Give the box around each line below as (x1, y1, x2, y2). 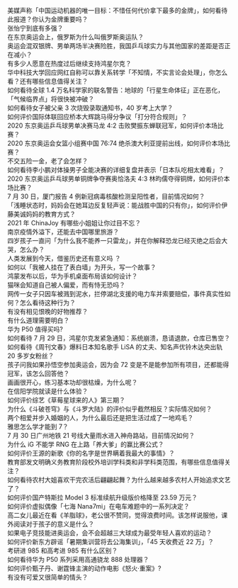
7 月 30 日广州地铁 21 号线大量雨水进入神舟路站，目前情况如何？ (7, 431, 195, 439)
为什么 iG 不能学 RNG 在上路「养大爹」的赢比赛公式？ (7, 440, 164, 448)
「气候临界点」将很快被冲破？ (7, 95, 94, 103)
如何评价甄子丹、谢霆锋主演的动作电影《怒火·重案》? (7, 564, 161, 572)
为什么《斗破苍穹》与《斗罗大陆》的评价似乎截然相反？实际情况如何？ (7, 405, 212, 413)
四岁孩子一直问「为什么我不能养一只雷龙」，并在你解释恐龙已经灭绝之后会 (7, 237, 222, 244)
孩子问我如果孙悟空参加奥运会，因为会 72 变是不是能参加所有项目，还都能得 (7, 361, 229, 368)
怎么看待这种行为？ (19, 298, 76, 307)
